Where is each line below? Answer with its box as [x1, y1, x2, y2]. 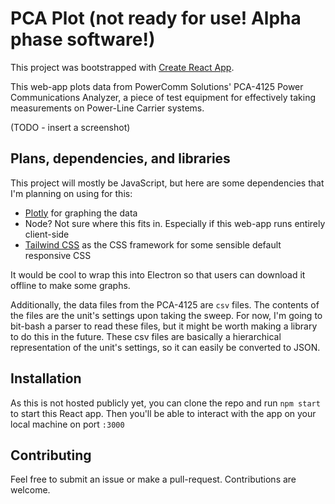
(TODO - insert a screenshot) [10, 121, 131, 133]
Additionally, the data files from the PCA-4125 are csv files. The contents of [10, 298, 320, 311]
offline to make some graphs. [10, 279, 131, 291]
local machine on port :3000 [10, 418, 125, 430]
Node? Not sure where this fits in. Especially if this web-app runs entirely [24, 217, 326, 229]
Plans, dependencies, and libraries [10, 150, 231, 167]
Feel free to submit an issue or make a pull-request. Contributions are [10, 473, 297, 486]
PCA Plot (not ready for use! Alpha [10, 7, 302, 30]
